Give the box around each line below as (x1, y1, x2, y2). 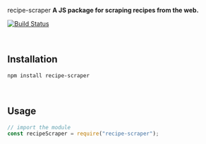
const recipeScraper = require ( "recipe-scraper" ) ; (7, 130, 159, 138)
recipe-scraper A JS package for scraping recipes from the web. (7, 6, 199, 14)
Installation (7, 53, 58, 65)
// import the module (7, 124, 71, 131)
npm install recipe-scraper (7, 72, 90, 79)
